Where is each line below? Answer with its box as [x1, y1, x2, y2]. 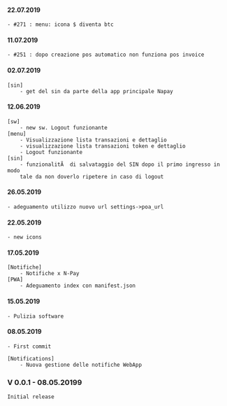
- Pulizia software [7, 312, 64, 320]
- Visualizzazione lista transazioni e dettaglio [20, 136, 168, 143]
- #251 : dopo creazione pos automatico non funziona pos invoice [7, 51, 205, 59]
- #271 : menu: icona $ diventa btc [7, 21, 114, 28]
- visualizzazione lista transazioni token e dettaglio [20, 142, 186, 150]
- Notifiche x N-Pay [20, 270, 80, 277]
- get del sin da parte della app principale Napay [20, 87, 173, 94]
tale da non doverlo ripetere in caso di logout [20, 173, 164, 180]
